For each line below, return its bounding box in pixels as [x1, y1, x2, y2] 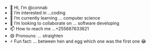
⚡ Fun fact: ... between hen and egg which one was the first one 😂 [9, 38, 147, 44]
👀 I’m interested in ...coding [9, 10, 66, 16]
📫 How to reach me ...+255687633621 [9, 26, 89, 31]
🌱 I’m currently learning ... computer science [9, 15, 100, 21]
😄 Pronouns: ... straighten [9, 33, 63, 39]
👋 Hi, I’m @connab [9, 5, 48, 10]
